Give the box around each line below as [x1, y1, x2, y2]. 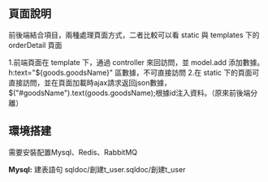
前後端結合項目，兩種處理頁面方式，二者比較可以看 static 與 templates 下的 [8, 30, 260, 40]
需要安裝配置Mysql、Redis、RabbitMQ [8, 147, 138, 157]
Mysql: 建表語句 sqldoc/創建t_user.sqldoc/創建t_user [8, 164, 186, 174]
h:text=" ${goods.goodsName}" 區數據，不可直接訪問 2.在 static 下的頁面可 [8, 67, 260, 77]
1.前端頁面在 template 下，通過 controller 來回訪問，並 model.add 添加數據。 [8, 57, 265, 67]
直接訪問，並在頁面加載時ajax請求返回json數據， [8, 77, 172, 87]
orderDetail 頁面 [8, 40, 63, 50]
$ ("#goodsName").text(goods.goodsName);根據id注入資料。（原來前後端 [8, 88, 251, 97]
